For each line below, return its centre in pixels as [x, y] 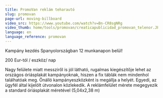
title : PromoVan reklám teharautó [40, 10]
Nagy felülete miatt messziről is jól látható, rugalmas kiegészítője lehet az [78, 69]
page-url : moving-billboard [33, 19]
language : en [18, 32]
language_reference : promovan [36, 37]
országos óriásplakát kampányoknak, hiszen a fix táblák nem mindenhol [77, 75]
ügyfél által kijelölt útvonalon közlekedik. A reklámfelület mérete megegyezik [81, 85]
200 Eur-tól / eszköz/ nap [31, 60]
